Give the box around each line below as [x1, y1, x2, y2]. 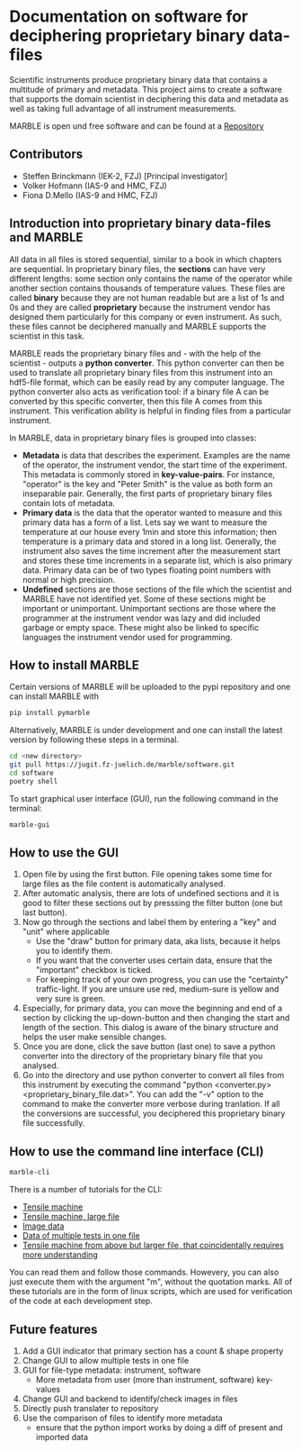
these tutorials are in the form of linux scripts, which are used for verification [9, 1286, 293, 1297]
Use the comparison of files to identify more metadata [22, 1412, 223, 1423]
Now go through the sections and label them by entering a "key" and [22, 917, 277, 928]
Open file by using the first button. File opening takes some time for [22, 869, 272, 880]
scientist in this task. [9, 331, 85, 341]
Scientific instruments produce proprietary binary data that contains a [9, 74, 268, 85]
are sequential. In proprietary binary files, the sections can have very [9, 263, 266, 274]
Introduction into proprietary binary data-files [9, 216, 271, 231]
